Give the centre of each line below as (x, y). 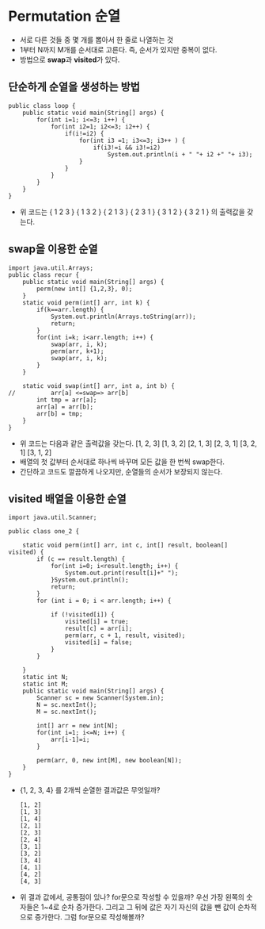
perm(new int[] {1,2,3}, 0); (85, 289)
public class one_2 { (44, 532)
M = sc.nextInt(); (67, 712)
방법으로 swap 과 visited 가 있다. (70, 60)
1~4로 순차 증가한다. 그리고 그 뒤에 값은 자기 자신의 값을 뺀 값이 (138, 907)
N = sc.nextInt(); (67, 705)
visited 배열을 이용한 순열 (67, 499)
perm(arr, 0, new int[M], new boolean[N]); (109, 761)
